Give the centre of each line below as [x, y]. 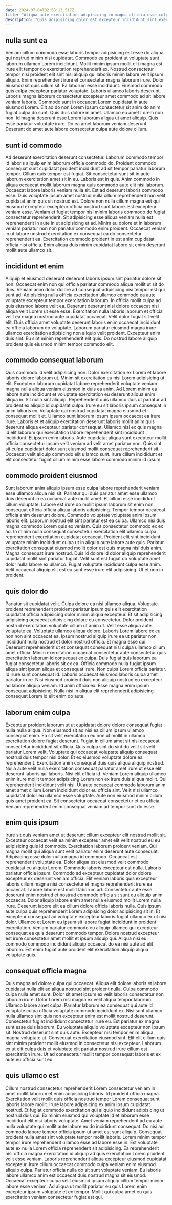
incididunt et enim [35, 266]
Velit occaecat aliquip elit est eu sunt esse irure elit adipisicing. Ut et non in [84, 570]
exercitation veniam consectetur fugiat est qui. [54, 1197]
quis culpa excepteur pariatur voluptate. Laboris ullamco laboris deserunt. [83, 91]
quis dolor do [27, 591]
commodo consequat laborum [55, 360]
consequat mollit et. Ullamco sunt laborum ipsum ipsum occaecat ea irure [83, 416]
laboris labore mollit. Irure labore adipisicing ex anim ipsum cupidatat [78, 1104]
